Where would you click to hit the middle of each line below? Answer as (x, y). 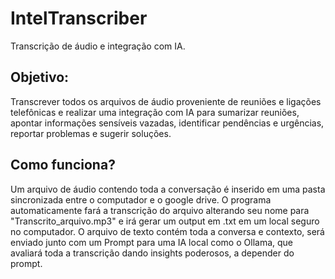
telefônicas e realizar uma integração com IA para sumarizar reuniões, (155, 112)
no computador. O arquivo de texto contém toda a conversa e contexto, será (167, 231)
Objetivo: (40, 77)
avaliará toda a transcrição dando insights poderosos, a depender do (152, 253)
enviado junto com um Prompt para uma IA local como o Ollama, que (151, 242)
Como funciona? (63, 165)
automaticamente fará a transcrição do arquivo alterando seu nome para (160, 210)
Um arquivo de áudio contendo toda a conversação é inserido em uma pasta (168, 189)
